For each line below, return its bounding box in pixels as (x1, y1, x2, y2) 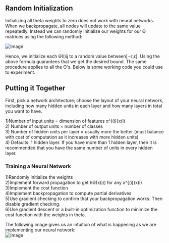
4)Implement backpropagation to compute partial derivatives (5, 190, 132, 196)
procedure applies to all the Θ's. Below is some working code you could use (5, 64, 163, 70)
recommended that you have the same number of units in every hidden (5, 144, 153, 151)
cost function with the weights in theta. (5, 212, 86, 218)
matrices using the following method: (5, 33, 82, 39)
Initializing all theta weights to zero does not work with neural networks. (5, 17, 154, 23)
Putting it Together (5, 84, 66, 92)
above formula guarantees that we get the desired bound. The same (5, 58, 147, 65)
